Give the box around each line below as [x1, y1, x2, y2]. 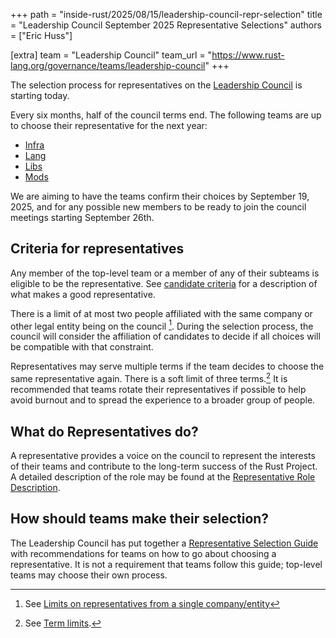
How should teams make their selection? [10, 510, 270, 528]
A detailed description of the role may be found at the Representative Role [10, 470, 316, 483]
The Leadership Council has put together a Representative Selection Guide [10, 537, 319, 549]
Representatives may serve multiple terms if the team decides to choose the [10, 360, 325, 373]
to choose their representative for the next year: [10, 120, 208, 131]
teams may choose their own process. [10, 569, 168, 581]
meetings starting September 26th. [10, 212, 155, 223]
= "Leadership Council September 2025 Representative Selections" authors [10, 19, 322, 31]
